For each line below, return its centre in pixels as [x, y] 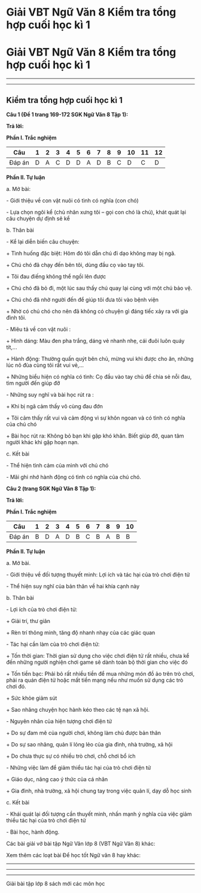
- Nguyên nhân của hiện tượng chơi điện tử [59, 721]
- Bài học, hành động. [33, 832]
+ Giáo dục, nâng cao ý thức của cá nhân [57, 779]
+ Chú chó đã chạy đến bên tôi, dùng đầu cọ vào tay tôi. [75, 265]
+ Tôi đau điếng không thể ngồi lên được [56, 276]
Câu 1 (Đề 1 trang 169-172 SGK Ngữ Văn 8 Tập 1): [67, 114]
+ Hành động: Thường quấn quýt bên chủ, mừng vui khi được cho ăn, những [100, 359]
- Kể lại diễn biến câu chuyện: [43, 241]
